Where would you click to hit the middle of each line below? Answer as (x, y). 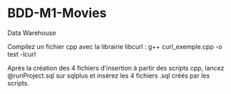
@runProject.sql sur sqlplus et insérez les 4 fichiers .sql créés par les (109, 75)
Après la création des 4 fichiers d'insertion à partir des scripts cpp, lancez (116, 68)
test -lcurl (22, 54)
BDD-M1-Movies (57, 13)
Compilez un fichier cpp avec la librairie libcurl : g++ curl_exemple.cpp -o (115, 46)
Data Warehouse (32, 33)
